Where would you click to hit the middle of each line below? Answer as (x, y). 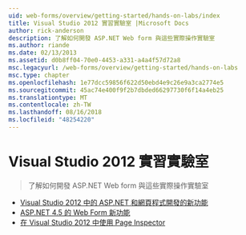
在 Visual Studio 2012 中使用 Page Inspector (93, 222)
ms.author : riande (39, 46)
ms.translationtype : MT (48, 98)
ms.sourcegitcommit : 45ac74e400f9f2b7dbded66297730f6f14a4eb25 (116, 90)
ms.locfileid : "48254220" (51, 120)
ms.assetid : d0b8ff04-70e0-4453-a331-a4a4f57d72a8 (95, 61)
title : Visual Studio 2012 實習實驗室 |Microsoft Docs (99, 23)
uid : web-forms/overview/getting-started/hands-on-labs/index (114, 16)
